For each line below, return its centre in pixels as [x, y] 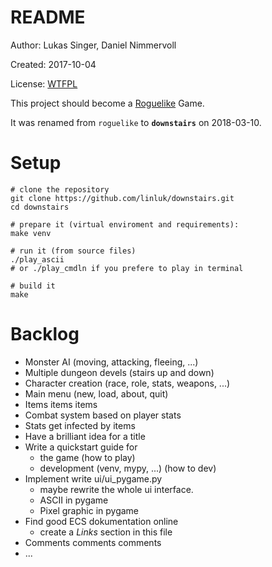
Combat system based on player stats [103, 415]
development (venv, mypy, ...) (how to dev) [128, 468]
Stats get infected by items [80, 425]
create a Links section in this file [106, 532]
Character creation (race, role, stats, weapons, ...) [127, 383]
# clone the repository [60, 189]
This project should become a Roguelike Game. [107, 103]
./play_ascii [37, 259]
